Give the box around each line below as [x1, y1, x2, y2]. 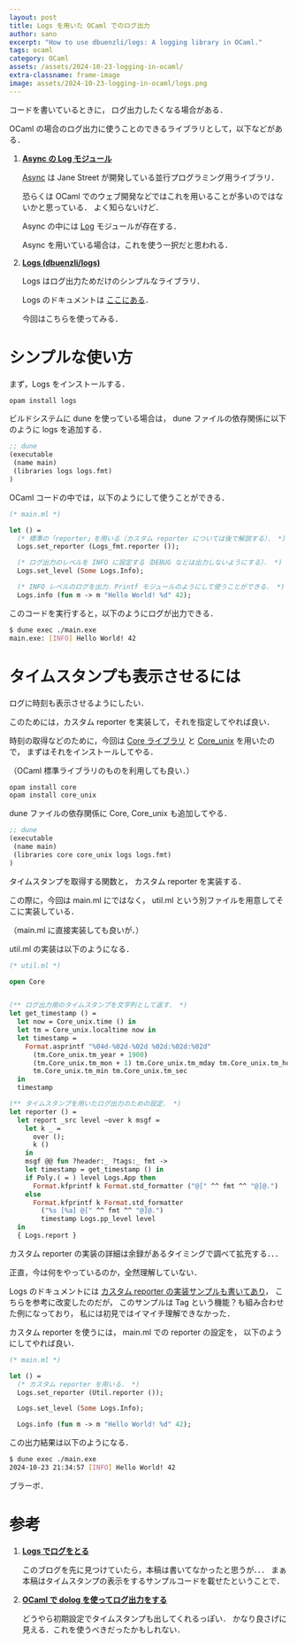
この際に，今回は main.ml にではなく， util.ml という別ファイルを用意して [9, 894, 277, 905]
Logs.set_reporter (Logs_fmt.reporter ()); [17, 542, 179, 551]
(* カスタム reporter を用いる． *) [17, 1380, 140, 1389]
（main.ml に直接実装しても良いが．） [9, 924, 144, 935]
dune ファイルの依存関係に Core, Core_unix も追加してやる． [9, 808, 232, 819]
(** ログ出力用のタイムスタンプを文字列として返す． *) [9, 1001, 188, 1010]
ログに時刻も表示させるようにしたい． [9, 697, 148, 708]
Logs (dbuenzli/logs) [21, 257, 101, 268]
